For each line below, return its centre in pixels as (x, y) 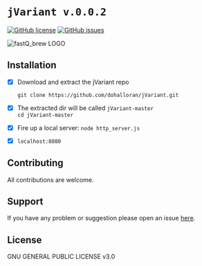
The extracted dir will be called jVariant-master (85, 108)
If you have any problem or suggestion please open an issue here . (101, 218)
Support (25, 201)
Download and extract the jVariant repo (73, 82)
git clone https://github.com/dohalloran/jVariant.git (98, 95)
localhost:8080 (39, 141)
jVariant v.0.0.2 (57, 12)
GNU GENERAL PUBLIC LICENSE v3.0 (61, 257)
